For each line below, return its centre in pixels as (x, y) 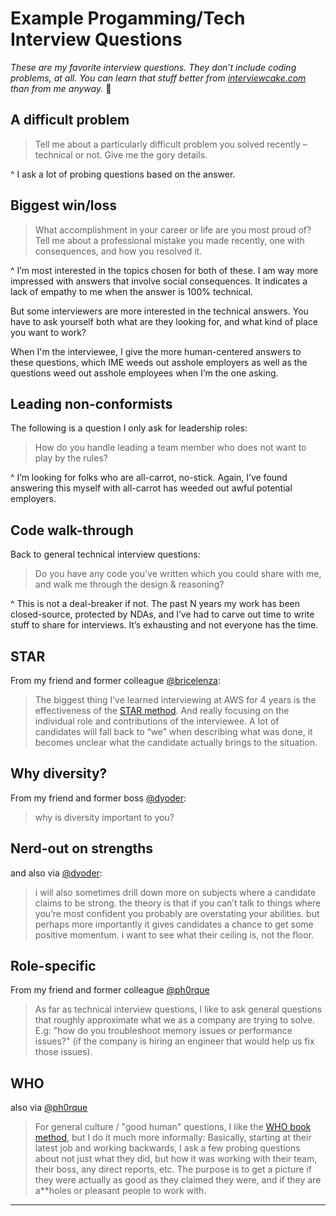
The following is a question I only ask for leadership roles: (129, 428)
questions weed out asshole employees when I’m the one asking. (144, 373)
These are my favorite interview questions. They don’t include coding (153, 67)
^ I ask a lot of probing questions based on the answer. (123, 174)
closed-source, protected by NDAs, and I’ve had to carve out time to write (162, 614)
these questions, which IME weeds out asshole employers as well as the (159, 362)
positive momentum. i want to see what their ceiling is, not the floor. (174, 934)
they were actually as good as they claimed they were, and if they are (178, 1180)
